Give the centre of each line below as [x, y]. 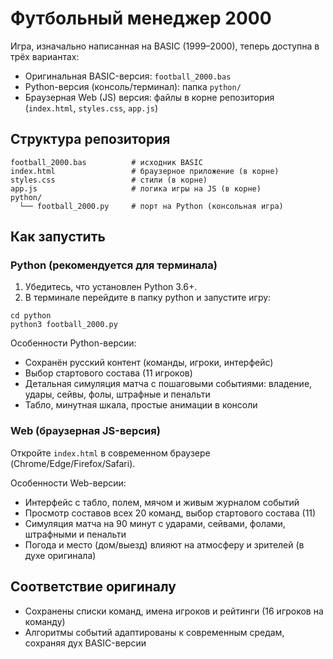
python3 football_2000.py [64, 325]
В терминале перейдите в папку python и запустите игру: [148, 298]
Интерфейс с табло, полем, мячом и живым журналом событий [162, 502]
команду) [45, 621]
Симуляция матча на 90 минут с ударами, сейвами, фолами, [155, 523]
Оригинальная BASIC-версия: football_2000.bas [128, 76]
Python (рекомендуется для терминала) [114, 265]
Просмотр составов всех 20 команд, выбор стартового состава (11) [170, 513]
